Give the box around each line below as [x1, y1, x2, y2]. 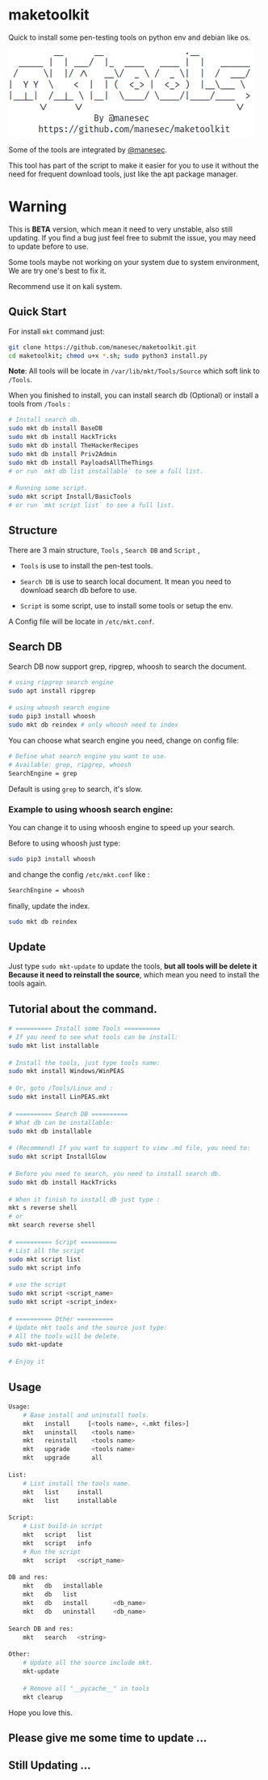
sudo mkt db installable [8, 1127, 92, 1135]
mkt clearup [23, 1693, 63, 1701]
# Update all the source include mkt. [23, 1659, 153, 1667]
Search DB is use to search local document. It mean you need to [19, 577, 232, 586]
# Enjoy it [8, 1358, 45, 1366]
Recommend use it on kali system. [8, 281, 123, 291]
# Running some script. [8, 484, 89, 492]
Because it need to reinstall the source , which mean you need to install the [8, 970, 260, 980]
